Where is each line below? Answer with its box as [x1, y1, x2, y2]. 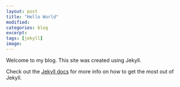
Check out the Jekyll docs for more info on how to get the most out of [6, 68, 174, 75]
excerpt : [6, 30, 27, 36]
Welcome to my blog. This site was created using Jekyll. [6, 56, 141, 64]
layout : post [6, 8, 38, 14]
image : [6, 41, 22, 47]
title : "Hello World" [6, 14, 59, 20]
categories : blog [6, 24, 49, 31]
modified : [6, 19, 30, 25]
